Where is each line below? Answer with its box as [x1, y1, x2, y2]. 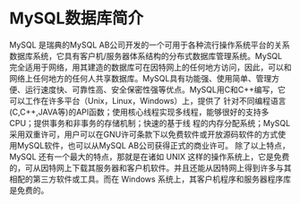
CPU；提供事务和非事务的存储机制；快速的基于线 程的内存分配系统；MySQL [9, 117, 291, 128]
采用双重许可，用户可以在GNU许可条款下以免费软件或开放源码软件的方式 [9, 129, 279, 140]
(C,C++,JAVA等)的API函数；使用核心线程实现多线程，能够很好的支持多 [9, 106, 270, 117]
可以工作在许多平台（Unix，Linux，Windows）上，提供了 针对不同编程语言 [9, 95, 287, 106]
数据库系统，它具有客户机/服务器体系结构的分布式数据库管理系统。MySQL [9, 50, 283, 61]
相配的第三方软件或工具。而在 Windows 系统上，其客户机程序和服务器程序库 [9, 174, 291, 184]
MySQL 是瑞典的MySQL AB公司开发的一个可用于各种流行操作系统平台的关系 [9, 39, 291, 50]
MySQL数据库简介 [9, 8, 144, 29]
